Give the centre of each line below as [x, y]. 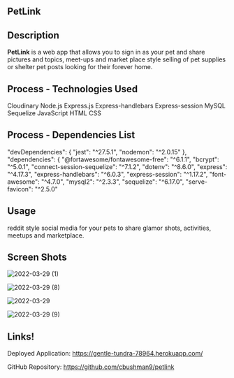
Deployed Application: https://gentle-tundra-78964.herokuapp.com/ [105, 354]
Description [33, 35]
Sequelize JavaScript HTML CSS [54, 113]
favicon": [20, 189]
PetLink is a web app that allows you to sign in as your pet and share [106, 52]
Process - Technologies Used [73, 89]
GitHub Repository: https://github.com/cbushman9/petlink [91, 367]
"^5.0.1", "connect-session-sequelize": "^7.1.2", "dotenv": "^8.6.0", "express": [117, 166]
